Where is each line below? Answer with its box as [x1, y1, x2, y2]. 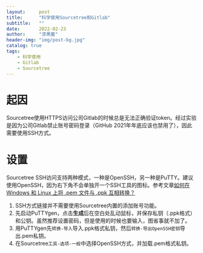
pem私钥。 [22, 232, 50, 240]
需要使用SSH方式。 [6, 130, 55, 137]
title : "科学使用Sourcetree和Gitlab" [6, 15, 111, 21]
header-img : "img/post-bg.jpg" [6, 37, 85, 43]
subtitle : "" [6, 20, 45, 26]
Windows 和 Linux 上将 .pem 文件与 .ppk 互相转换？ [6, 189, 135, 197]
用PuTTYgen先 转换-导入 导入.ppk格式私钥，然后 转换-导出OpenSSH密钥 [15, 225, 181, 232]
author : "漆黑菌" [6, 31, 58, 38]
